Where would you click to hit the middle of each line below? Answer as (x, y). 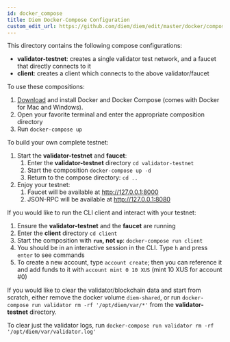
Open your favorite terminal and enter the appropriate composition (111, 114)
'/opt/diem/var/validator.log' (52, 332)
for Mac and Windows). (50, 108)
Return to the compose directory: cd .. (82, 178)
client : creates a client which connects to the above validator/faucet (113, 73)
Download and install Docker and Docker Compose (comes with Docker (118, 100)
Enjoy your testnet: (43, 185)
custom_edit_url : (32, 26)
